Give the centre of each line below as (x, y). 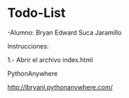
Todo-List (37, 13)
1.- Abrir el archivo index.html (50, 60)
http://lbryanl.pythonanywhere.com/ (60, 87)
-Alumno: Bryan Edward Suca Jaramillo (64, 32)
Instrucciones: (28, 46)
